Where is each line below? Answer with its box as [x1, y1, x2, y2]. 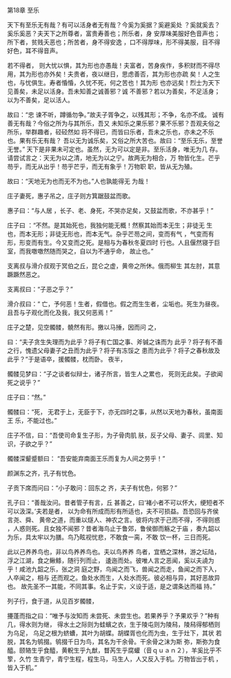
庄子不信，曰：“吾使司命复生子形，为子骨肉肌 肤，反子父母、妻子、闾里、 [7, 431, 217, 439]
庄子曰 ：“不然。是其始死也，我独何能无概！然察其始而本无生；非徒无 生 [7, 221, 213, 229]
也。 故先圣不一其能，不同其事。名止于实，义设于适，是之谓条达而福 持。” [7, 583, 216, 590]
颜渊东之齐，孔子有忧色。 [7, 469, 80, 477]
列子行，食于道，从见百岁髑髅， [7, 597, 98, 605]
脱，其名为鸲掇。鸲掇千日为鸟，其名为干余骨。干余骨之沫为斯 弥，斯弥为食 [7, 638, 221, 646]
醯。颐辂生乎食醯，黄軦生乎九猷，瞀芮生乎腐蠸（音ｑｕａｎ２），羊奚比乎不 [7, 646, 222, 655]
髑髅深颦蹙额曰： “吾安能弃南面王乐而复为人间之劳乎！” [7, 455, 165, 462]
